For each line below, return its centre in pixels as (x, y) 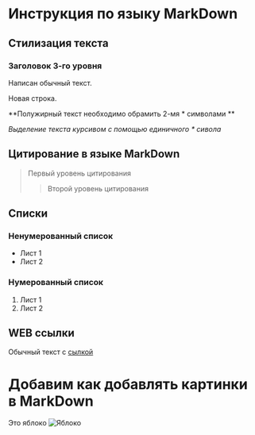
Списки (28, 214)
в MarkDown (51, 401)
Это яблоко (28, 423)
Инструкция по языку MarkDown (123, 14)
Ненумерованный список (61, 236)
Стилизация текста (58, 43)
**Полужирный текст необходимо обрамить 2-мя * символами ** (122, 114)
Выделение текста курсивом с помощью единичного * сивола (115, 129)
